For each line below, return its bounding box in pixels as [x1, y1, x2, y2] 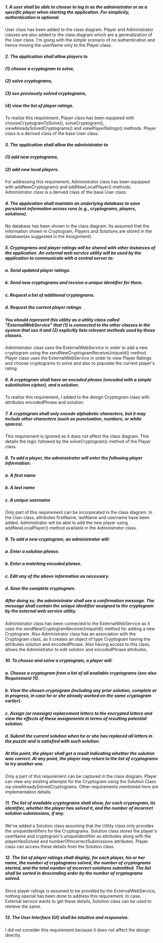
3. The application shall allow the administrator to [5, 142, 109, 148]
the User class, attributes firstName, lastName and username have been [5, 515, 150, 520]
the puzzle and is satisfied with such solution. [5, 738, 101, 744]
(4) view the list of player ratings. [5, 103, 74, 109]
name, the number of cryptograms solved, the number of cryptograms [5, 860, 151, 866]
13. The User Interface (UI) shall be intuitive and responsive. [5, 915, 129, 921]
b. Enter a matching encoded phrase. [5, 561, 82, 567]
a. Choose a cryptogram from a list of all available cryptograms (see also [5, 670, 157, 676]
